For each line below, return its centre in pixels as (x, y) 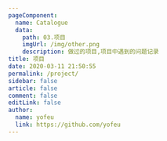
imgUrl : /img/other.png (61, 45)
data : (24, 30)
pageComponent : (33, 15)
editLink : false (34, 103)
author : (21, 110)
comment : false (33, 96)
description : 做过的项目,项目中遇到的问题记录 (91, 52)
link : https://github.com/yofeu (68, 125)
